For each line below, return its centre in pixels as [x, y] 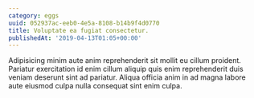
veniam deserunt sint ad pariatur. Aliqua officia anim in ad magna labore [127, 77]
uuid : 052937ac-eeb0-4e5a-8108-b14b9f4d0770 [84, 23]
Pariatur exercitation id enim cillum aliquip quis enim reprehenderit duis [126, 69]
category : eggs [34, 16]
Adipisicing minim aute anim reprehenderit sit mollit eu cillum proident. [125, 61]
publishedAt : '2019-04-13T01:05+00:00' [75, 38]
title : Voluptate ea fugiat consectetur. [79, 30]
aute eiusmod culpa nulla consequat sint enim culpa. [95, 86]
